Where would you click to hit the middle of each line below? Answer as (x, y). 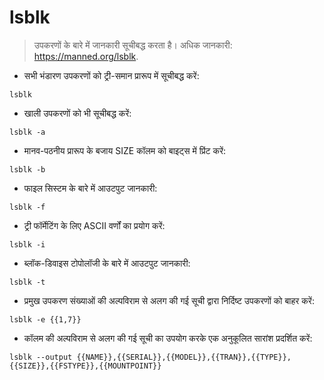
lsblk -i (27, 244)
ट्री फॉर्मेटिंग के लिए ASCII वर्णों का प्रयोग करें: (94, 225)
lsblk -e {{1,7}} (45, 319)
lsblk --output (41, 357)
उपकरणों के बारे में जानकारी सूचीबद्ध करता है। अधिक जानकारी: (133, 45)
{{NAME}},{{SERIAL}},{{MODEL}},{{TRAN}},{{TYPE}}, (184, 357)
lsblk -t (27, 282)
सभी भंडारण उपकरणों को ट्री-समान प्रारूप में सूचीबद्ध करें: (111, 75)
